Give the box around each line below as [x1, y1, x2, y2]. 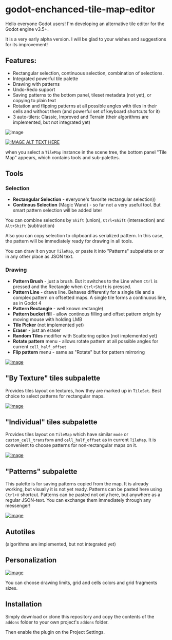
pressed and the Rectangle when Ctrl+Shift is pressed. [12, 284, 132, 290]
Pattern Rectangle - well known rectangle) [12, 305, 104, 311]
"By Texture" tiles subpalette [5, 374, 101, 383]
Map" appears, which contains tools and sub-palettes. [5, 154, 120, 160]
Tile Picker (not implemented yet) [12, 322, 84, 328]
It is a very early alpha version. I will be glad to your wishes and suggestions [5, 36, 166, 42]
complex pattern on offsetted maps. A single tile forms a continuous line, [12, 294, 167, 300]
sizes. [5, 585, 18, 591]
